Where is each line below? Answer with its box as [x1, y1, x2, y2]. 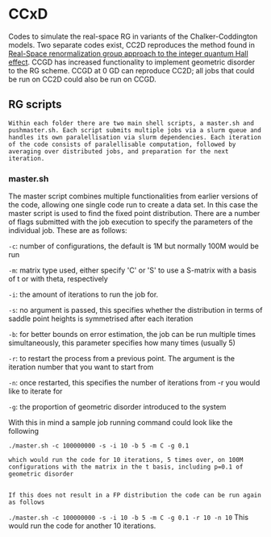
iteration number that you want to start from [8, 362, 154, 372]
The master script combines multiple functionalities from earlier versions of [8, 191, 259, 202]
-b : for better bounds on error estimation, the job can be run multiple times [8, 330, 256, 339]
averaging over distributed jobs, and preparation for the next [8, 147, 229, 156]
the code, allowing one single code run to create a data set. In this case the [8, 200, 258, 210]
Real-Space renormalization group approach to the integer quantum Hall [8, 48, 248, 58]
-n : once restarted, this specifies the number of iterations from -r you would [8, 378, 261, 388]
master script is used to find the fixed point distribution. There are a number [8, 209, 261, 219]
